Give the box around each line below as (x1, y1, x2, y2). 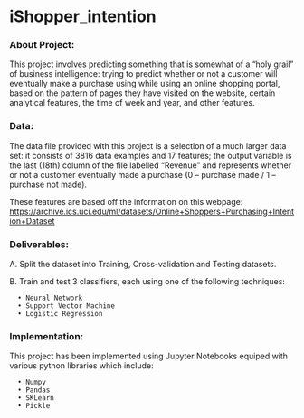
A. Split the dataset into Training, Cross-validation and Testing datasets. (9, 259, 277, 270)
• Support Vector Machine (17, 302, 116, 311)
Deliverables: (9, 237, 70, 250)
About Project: (9, 39, 75, 51)
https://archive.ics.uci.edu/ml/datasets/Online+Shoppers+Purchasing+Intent (9, 206, 295, 217)
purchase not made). (9, 179, 88, 190)
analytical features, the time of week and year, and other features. (9, 98, 255, 108)
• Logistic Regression (17, 310, 103, 319)
